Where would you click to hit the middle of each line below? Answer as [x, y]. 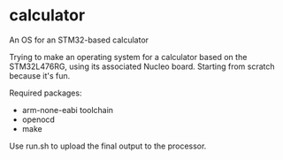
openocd [38, 119]
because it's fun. [40, 75]
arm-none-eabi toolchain [67, 110]
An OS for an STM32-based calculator [79, 40]
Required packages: [46, 93]
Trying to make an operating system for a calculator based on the [128, 57]
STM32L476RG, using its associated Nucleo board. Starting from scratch [142, 66]
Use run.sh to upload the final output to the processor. [108, 146]
